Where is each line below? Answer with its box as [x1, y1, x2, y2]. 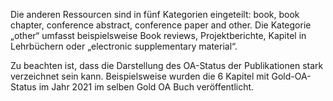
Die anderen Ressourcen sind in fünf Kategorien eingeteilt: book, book [10, 9, 300, 20]
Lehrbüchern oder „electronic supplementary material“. [10, 40, 238, 52]
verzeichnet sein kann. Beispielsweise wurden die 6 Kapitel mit [10, 70, 270, 82]
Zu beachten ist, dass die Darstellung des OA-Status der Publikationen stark [10, 60, 324, 71]
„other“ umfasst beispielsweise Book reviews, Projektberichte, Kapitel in [10, 30, 307, 41]
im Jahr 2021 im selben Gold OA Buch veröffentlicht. [38, 81, 255, 93]
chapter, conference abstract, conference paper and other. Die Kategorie [10, 19, 312, 31]
